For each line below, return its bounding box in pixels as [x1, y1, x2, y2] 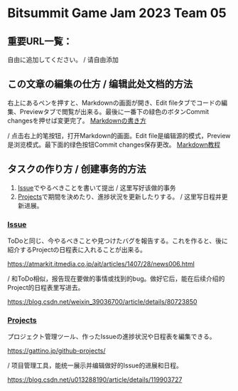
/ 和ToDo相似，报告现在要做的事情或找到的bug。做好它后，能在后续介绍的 [7, 274, 225, 283]
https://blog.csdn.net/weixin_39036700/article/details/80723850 [7, 297, 198, 306]
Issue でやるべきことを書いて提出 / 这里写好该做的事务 [17, 183, 176, 192]
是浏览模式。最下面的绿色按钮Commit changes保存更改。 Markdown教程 [7, 140, 221, 149]
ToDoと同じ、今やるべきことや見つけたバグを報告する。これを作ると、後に [7, 236, 229, 245]
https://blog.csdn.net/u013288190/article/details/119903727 [7, 375, 183, 384]
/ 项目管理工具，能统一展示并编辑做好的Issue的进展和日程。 [7, 361, 183, 370]
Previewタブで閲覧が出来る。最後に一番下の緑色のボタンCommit [19, 107, 210, 115]
